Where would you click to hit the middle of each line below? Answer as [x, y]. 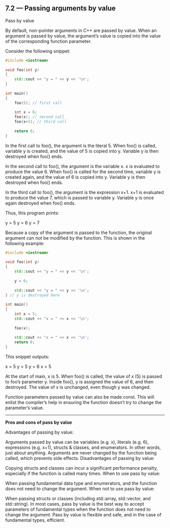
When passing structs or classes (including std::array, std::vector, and [78, 499]
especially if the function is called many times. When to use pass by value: [83, 474]
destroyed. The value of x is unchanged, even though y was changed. [78, 387]
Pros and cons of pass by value [39, 422]
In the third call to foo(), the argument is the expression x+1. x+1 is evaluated [85, 192]
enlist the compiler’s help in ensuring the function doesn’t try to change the [83, 403]
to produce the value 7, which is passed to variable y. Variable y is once [80, 197]
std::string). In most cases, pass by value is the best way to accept [75, 504]
